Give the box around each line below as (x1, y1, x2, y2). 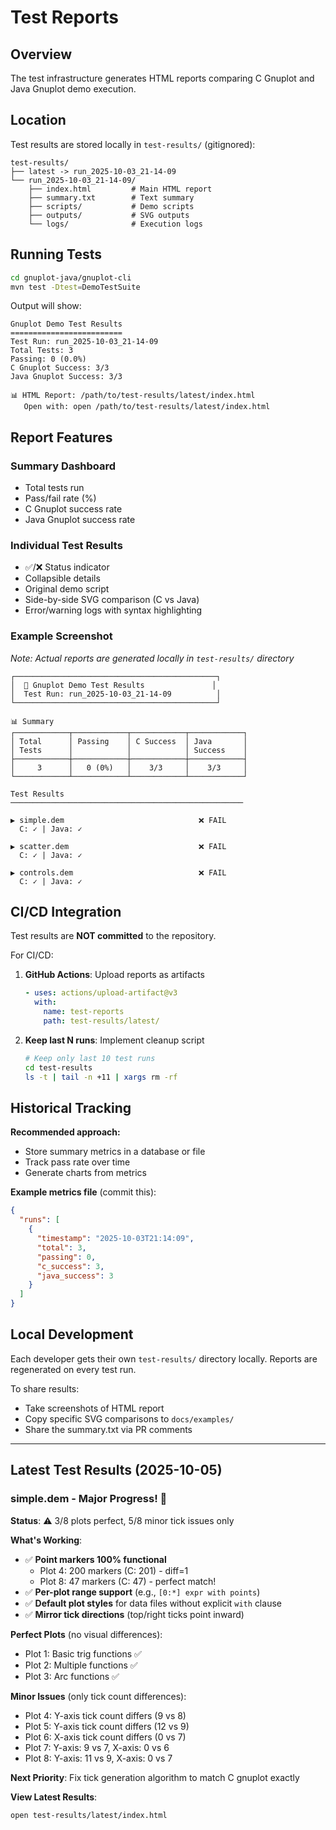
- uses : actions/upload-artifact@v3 (24, 988, 178, 998)
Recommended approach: (10, 1126, 121, 1138)
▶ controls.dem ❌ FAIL (10, 867, 227, 878)
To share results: (10, 1382, 80, 1395)
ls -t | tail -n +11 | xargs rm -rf (24, 1072, 178, 1082)
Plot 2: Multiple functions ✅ (24, 1659, 138, 1671)
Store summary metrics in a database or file (24, 1146, 206, 1158)
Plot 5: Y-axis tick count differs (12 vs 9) (24, 1720, 190, 1732)
